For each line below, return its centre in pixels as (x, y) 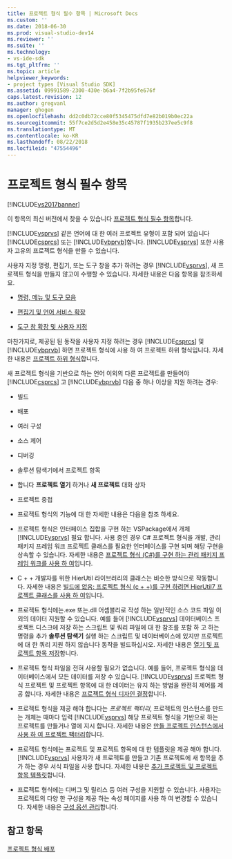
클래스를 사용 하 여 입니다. (70, 595)
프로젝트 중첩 (35, 499)
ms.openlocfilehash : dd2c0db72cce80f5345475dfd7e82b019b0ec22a (100, 116)
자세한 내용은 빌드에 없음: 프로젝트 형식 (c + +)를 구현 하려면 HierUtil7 (121, 586)
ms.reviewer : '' (30, 39)
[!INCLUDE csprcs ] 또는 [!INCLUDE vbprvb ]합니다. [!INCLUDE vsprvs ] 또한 (109, 242)
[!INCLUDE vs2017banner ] (44, 204)
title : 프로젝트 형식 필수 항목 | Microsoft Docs (72, 13)
